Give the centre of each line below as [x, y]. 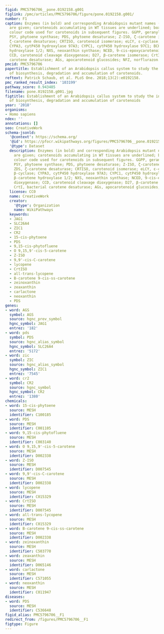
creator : [18, 201]
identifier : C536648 [30, 611]
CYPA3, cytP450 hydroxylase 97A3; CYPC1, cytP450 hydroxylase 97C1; [81, 46]
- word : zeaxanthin [25, 556]
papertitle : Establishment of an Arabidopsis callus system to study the [82, 69]
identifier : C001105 [30, 428]
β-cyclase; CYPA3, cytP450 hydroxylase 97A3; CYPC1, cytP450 [77, 174]
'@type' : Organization [37, 205]
